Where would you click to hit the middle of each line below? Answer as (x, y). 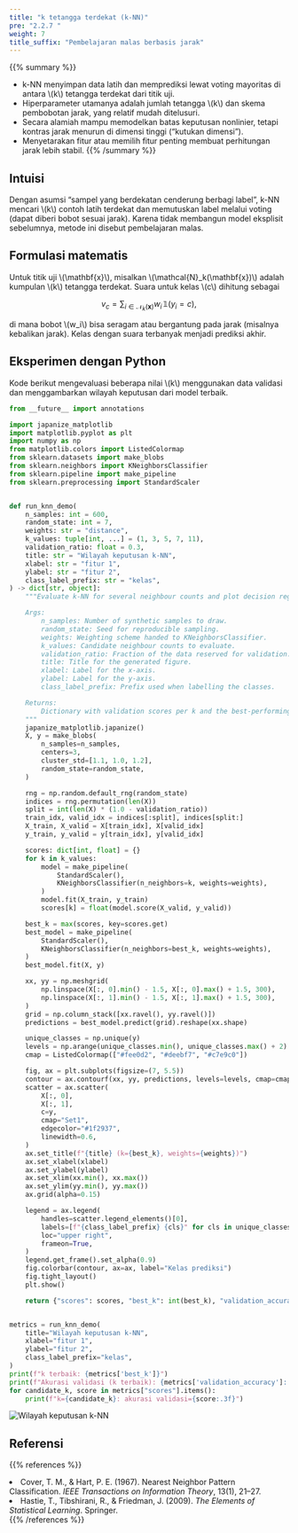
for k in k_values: (61, 858)
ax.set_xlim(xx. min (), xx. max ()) (87, 1178)
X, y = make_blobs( (61, 736)
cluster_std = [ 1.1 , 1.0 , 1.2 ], (97, 761)
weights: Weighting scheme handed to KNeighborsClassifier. (154, 637)
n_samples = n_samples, (81, 744)
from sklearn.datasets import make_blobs (87, 458)
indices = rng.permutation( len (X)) (91, 802)
